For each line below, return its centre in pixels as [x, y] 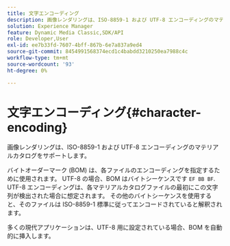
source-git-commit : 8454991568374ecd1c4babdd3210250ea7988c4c [98, 52]
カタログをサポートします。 [52, 156]
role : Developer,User [38, 39]
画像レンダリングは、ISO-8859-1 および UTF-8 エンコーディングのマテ [107, 147]
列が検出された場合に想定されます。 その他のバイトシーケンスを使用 [103, 196]
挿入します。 [37, 236]
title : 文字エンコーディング [43, 13]
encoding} [38, 127]
